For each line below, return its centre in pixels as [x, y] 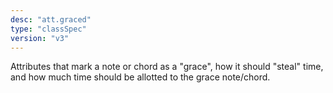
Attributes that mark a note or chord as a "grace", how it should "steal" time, [167, 67]
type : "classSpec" [48, 29]
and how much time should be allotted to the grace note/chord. [140, 77]
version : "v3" [40, 38]
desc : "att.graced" [51, 19]
